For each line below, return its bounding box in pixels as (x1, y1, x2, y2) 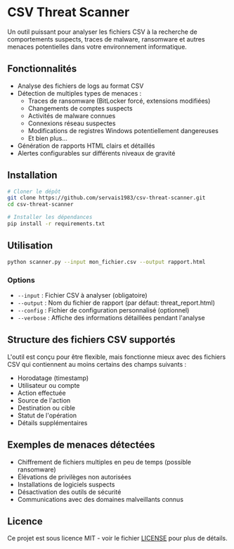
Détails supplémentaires (17, 418, 88, 427)
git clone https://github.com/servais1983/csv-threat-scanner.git (7, 194, 206, 201)
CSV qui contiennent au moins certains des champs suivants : (7, 360, 187, 368)
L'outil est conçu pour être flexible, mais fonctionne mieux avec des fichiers (7, 353, 226, 361)
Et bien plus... (27, 134, 68, 142)
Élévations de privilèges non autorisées (17, 472, 131, 481)
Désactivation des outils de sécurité (17, 487, 122, 496)
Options (7, 275, 35, 285)
